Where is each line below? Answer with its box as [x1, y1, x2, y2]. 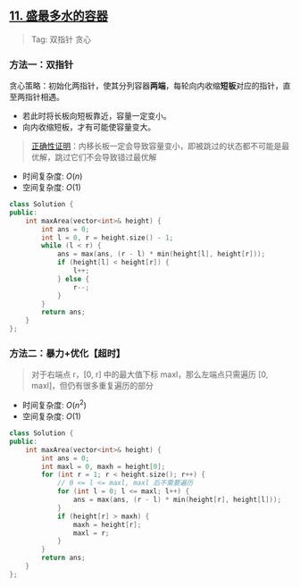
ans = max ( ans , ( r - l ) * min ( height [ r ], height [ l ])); [72, 495, 282, 505]
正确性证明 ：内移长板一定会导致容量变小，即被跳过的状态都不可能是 [30, 141, 282, 152]
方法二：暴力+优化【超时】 [9, 348, 126, 360]
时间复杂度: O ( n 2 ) [21, 398, 87, 411]
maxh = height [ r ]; [72, 520, 142, 529]
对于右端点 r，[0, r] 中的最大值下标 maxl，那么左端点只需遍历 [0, [30, 369, 269, 380]
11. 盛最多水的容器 [9, 8, 109, 24]
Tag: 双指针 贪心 [30, 34, 92, 45]
